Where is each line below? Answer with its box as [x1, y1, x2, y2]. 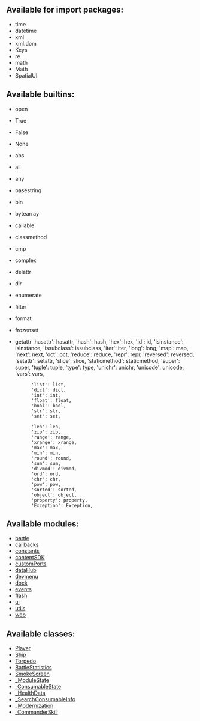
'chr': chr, [31, 476, 61, 482]
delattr [14, 268, 32, 275]
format [14, 315, 32, 322]
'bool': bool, [31, 403, 66, 409]
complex [14, 257, 37, 264]
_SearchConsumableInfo [14, 696, 76, 703]
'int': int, [31, 392, 61, 398]
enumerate [14, 291, 42, 299]
